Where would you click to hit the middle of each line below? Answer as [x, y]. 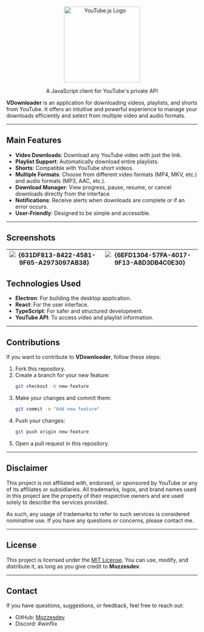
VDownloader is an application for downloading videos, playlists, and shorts [102, 103]
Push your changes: [40, 421]
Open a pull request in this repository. [62, 443]
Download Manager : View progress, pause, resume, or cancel [93, 187]
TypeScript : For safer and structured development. [79, 311]
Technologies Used [43, 284]
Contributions [33, 342]
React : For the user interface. [52, 305]
